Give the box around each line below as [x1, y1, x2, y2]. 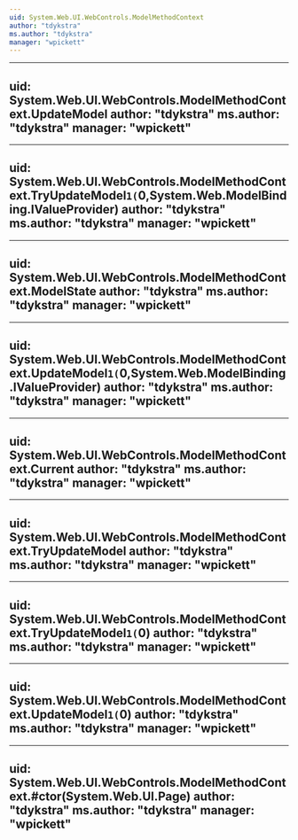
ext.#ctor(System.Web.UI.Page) [9, 789, 192, 805]
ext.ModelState [9, 284, 97, 299]
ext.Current [9, 462, 74, 477]
